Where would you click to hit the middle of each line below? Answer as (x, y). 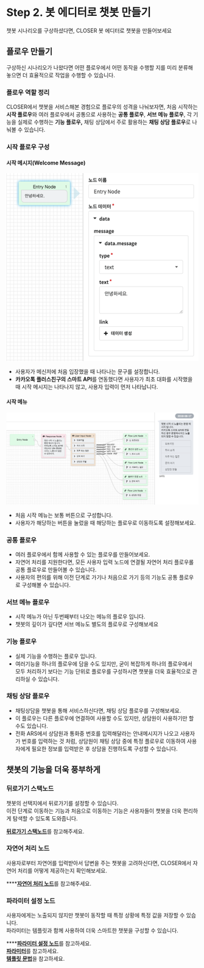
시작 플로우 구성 (28, 147)
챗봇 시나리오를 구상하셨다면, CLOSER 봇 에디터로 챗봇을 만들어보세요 (89, 30)
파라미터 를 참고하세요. (33, 951)
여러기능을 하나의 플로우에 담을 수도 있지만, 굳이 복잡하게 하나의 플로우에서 (104, 664)
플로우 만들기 (30, 52)
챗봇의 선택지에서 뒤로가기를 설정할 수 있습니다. (62, 803)
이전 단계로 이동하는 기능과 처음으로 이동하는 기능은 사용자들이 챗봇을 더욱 (94, 811)
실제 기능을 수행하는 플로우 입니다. (56, 656)
